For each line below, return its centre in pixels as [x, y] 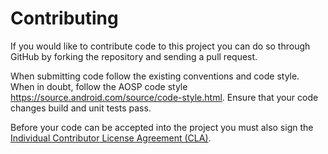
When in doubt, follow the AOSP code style [99, 86]
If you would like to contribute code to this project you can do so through [160, 46]
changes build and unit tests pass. [81, 108]
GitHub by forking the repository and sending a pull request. [134, 56]
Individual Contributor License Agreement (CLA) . [111, 138]
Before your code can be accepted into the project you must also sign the [162, 127]
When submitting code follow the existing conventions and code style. [155, 76]
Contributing [64, 18]
